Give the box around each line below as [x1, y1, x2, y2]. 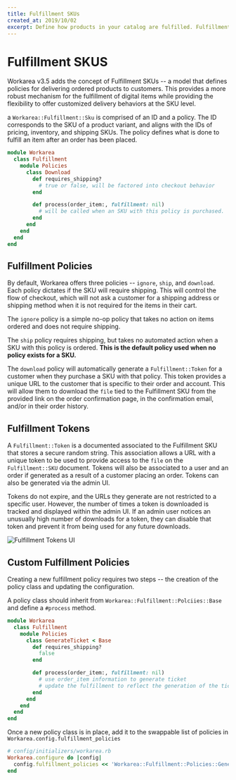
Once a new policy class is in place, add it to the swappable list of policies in [7, 728, 228, 736]
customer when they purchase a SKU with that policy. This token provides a [7, 372, 226, 380]
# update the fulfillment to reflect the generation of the [38, 682, 218, 689]
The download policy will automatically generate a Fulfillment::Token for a [7, 364, 223, 373]
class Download [25, 168, 71, 176]
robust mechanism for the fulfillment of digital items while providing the [7, 92, 214, 101]
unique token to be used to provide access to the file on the [7, 456, 184, 465]
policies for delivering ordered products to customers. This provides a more [7, 85, 226, 93]
